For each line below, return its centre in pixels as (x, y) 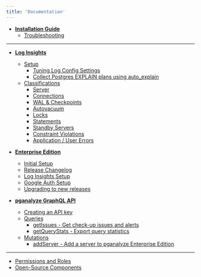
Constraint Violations (59, 134)
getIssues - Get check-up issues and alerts (86, 224)
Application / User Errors (63, 140)
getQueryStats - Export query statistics (81, 231)
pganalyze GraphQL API (45, 200)
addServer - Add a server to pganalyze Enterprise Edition (103, 243)
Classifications (42, 83)
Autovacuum (48, 108)
